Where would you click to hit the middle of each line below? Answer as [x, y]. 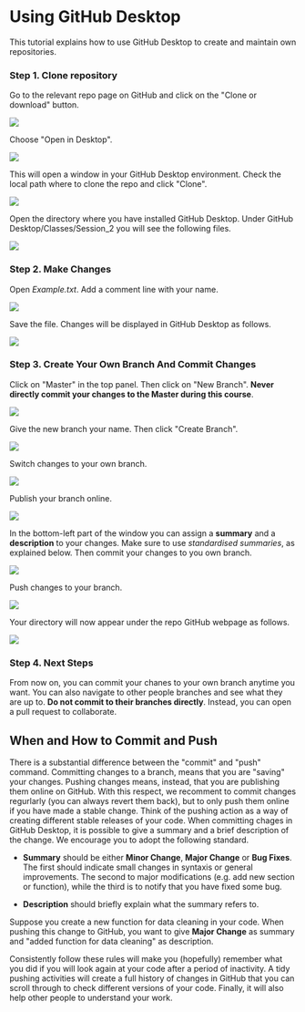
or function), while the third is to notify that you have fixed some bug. [152, 886]
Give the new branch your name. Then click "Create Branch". [124, 429]
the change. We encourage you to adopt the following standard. [129, 840]
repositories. [33, 51]
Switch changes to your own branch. [78, 463]
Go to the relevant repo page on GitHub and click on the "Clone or [133, 95]
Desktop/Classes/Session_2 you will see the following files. [121, 229]
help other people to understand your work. [91, 997]
